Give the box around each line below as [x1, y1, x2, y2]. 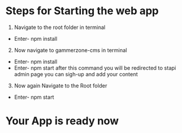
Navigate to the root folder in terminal [14, 24, 106, 31]
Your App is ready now [5, 114, 119, 128]
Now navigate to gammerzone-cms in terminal [14, 46, 128, 54]
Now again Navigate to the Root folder [14, 82, 108, 89]
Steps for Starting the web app [5, 4, 159, 18]
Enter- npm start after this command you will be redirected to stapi [14, 64, 177, 72]
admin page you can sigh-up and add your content [14, 70, 138, 77]
